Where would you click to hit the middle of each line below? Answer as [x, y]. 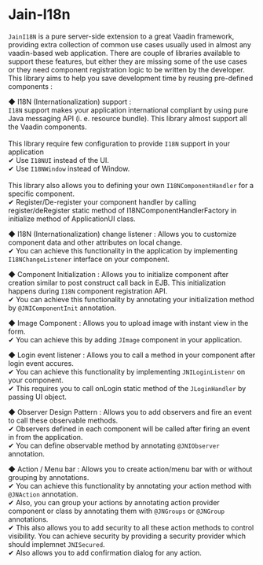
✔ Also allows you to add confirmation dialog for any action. [105, 552]
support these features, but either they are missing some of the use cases [128, 61]
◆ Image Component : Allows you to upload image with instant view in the [128, 323]
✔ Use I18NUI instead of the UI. [59, 160]
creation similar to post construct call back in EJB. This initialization [117, 282]
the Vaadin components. [47, 127]
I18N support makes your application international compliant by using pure [128, 110]
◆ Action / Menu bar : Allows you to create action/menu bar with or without [130, 469]
